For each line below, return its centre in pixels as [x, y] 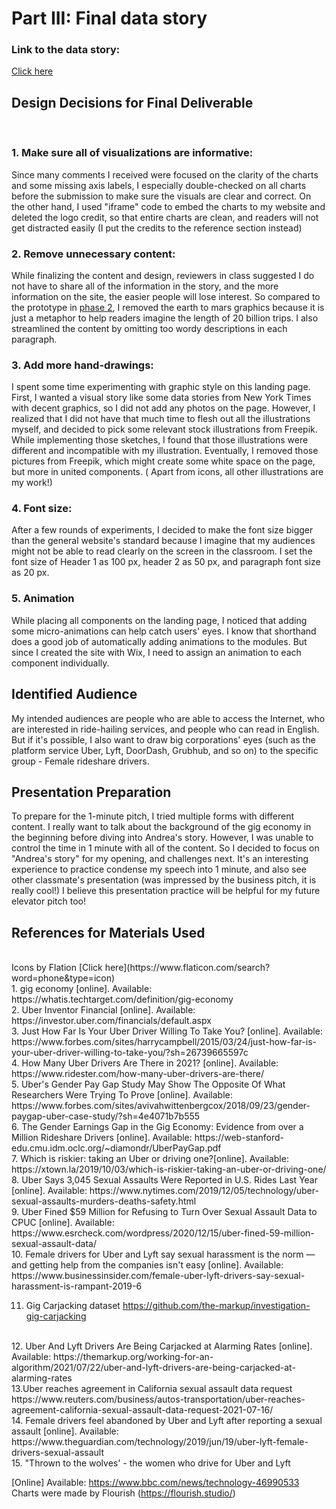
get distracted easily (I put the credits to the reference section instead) [157, 228]
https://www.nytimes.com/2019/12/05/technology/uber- [204, 1191]
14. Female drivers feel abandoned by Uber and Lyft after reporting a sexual [167, 1421]
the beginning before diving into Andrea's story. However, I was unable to [162, 838]
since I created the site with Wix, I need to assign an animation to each [156, 652]
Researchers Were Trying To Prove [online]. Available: [122, 1095]
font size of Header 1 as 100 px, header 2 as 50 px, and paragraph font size [166, 562]
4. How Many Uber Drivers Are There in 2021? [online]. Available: [145, 1063]
